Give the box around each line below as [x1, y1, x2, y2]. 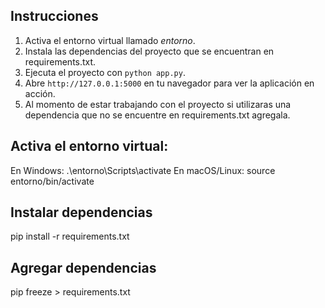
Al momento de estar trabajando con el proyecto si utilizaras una [24, 98, 292, 110]
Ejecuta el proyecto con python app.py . [24, 66, 186, 78]
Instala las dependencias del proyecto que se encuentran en [24, 45, 275, 57]
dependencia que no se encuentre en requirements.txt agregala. [24, 109, 291, 121]
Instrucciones [10, 8, 99, 25]
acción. [24, 87, 56, 99]
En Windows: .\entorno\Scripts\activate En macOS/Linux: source [10, 164, 276, 176]
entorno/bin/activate [10, 175, 95, 187]
